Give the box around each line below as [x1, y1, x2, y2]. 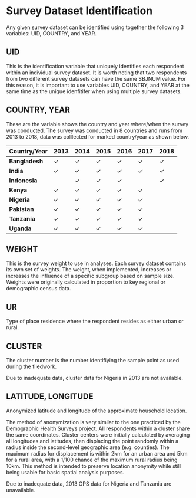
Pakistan [9, 205, 34, 213]
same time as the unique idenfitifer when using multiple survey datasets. [6, 87, 182, 95]
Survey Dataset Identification [6, 4, 153, 18]
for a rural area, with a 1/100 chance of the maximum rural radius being [6, 456, 178, 463]
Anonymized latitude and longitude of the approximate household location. [6, 407, 187, 414]
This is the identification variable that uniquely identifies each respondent [6, 63, 184, 70]
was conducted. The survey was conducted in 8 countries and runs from [6, 127, 183, 134]
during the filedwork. [6, 363, 57, 370]
